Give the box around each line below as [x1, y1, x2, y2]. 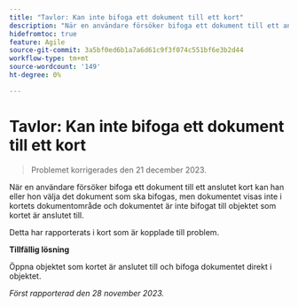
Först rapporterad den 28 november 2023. [9, 288, 165, 298]
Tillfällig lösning [9, 244, 69, 255]
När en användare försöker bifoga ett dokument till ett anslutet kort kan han [9, 181, 285, 192]
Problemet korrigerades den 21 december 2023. [30, 165, 207, 175]
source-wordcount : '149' [9, 63, 101, 72]
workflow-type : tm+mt [9, 54, 90, 63]
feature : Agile [9, 37, 66, 47]
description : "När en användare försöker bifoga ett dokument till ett [9, 21, 279, 30]
